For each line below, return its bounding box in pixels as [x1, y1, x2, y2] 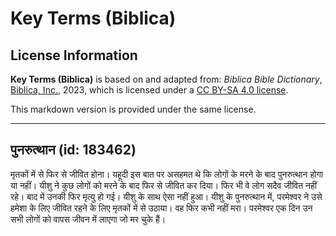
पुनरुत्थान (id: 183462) [10, 142, 137, 159]
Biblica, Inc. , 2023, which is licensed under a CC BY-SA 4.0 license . [10, 84, 289, 96]
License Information [10, 47, 138, 64]
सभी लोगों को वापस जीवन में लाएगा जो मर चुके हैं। [10, 213, 167, 225]
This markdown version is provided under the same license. [10, 103, 257, 115]
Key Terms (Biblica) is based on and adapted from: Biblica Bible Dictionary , [10, 73, 323, 85]
